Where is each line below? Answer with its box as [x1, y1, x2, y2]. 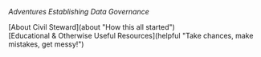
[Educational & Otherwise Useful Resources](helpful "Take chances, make [8, 31, 254, 40]
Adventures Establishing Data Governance [8, 7, 150, 16]
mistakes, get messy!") [8, 39, 84, 49]
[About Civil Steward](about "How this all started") [8, 22, 175, 31]
